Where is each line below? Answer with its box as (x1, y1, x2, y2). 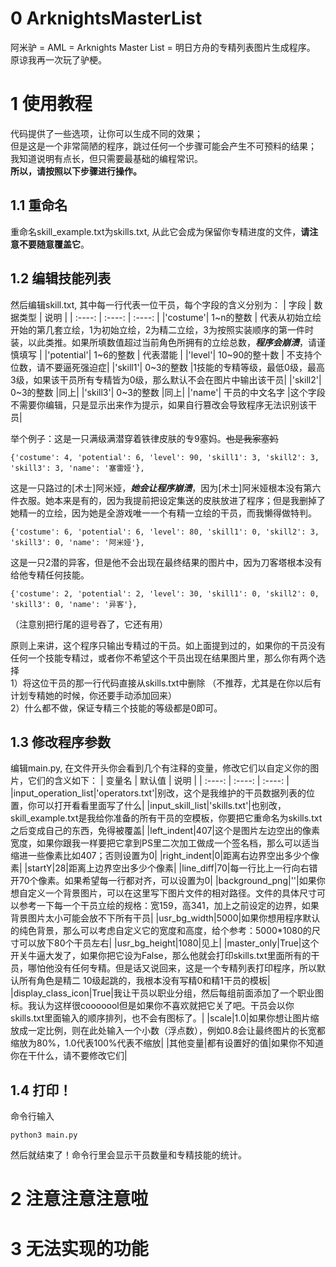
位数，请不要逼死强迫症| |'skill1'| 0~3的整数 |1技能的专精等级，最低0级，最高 (10, 361, 325, 373)
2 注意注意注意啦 (10, 1188, 149, 1211)
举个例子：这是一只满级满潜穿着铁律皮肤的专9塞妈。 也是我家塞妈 (10, 432, 279, 444)
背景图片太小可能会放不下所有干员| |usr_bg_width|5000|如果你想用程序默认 (10, 912, 321, 924)
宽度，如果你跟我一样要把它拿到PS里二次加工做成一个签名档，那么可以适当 (10, 837, 320, 849)
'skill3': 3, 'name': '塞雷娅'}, (10, 463, 145, 473)
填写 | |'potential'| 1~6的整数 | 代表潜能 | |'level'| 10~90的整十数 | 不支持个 (18, 348, 322, 361)
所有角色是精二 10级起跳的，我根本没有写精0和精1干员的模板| (18, 975, 271, 987)
